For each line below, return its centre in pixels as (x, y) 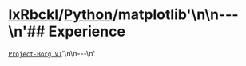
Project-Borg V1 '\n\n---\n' (52, 53)
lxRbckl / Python (61, 15)
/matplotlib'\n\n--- (175, 15)
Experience (87, 31)
